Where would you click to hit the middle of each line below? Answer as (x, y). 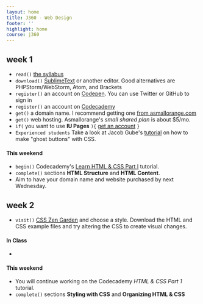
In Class (17, 240)
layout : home (23, 12)
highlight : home (27, 29)
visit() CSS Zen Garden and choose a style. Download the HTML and (104, 220)
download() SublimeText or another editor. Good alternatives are (95, 81)
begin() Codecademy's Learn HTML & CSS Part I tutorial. (87, 167)
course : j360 (23, 35)
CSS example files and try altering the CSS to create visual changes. (101, 226)
